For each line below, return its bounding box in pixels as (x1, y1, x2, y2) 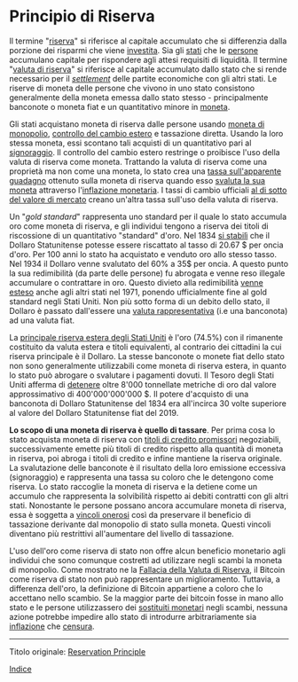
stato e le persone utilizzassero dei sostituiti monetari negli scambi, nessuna (9, 601, 288, 613)
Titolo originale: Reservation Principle (9, 646, 146, 657)
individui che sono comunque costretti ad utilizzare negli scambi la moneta (9, 554, 282, 565)
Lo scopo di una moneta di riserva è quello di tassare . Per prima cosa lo (9, 424, 276, 435)
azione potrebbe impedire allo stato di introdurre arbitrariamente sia (9, 611, 257, 622)
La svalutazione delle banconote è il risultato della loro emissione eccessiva (9, 462, 286, 473)
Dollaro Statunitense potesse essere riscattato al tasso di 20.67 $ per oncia (9, 239, 284, 250)
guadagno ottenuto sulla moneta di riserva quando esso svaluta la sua (9, 175, 266, 185)
